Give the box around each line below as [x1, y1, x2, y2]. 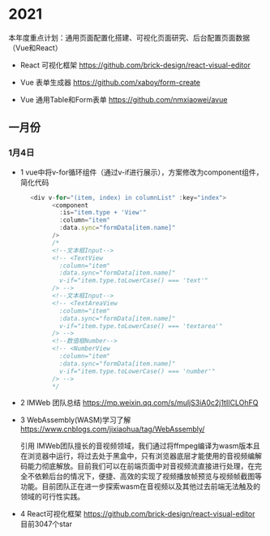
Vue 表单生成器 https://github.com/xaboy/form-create [19, 77, 201, 87]
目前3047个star [19, 519, 73, 529]
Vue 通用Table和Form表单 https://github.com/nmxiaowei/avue [19, 94, 228, 104]
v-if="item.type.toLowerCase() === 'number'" [59, 367, 216, 375]
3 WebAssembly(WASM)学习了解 [19, 415, 131, 425]
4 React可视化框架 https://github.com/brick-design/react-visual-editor [19, 509, 255, 519]
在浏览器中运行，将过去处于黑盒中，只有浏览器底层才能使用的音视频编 [19, 452, 255, 461]
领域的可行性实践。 [19, 492, 85, 502]
